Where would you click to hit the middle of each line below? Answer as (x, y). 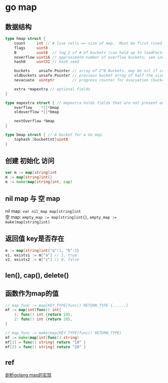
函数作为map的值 (32, 294)
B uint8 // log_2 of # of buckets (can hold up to (78, 52)
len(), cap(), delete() (37, 275)
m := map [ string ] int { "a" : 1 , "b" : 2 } (42, 250)
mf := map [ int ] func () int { (33, 310)
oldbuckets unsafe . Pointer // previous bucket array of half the (84, 76)
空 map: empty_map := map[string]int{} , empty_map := (61, 217)
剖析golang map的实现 (28, 375)
